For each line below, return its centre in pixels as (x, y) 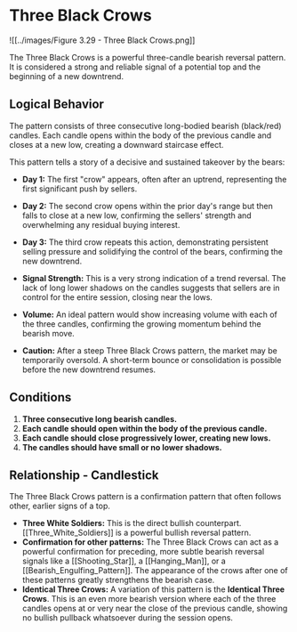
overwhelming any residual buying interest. (101, 224)
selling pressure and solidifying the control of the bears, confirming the (152, 251)
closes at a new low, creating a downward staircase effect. (116, 144)
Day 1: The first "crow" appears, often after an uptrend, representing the (154, 179)
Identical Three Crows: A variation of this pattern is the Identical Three (153, 589)
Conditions (40, 397)
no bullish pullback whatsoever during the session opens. (128, 618)
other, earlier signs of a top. (60, 506)
